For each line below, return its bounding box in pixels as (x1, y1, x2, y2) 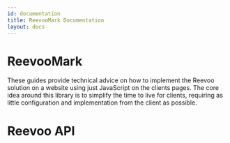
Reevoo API (7, 123, 75, 139)
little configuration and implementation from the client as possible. (7, 98, 197, 107)
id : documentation (7, 10, 61, 17)
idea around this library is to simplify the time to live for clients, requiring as (7, 91, 223, 100)
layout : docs (7, 23, 45, 30)
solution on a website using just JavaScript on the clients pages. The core (7, 84, 220, 92)
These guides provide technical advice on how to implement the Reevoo (7, 76, 215, 84)
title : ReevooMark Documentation (7, 17, 105, 24)
